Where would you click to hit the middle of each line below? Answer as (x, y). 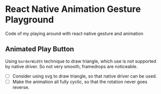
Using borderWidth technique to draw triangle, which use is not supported (81, 61)
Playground (29, 20)
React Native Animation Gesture (73, 9)
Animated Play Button (40, 49)
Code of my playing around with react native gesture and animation (74, 33)
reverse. (21, 87)
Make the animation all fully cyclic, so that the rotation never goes (80, 82)
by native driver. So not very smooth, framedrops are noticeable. (72, 66)
